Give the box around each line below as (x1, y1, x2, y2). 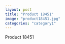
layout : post (5, 7, 32, 12)
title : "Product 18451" (5, 12, 54, 17)
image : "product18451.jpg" (5, 16, 61, 21)
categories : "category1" (5, 21, 56, 26)
